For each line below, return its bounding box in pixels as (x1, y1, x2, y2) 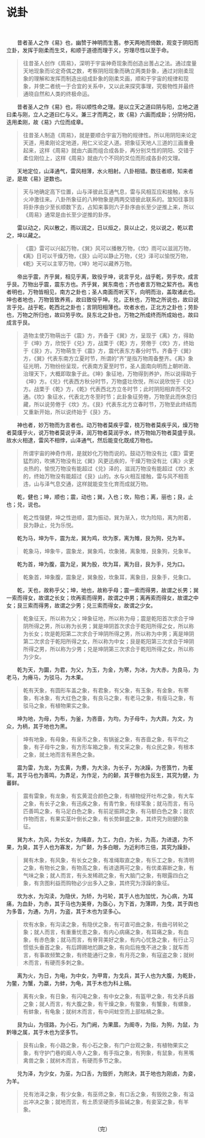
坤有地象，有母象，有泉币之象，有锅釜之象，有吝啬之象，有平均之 (23, 735, 189, 743)
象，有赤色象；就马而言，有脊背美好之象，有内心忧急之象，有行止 (23, 935, 189, 943)
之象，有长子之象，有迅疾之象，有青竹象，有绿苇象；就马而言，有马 (23, 800, 194, 807)
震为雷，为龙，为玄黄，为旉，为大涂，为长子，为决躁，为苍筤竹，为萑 (16, 764, 193, 771)
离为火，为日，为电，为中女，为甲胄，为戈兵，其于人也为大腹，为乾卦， (16, 972, 199, 979)
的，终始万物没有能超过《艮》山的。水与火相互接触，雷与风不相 (23, 472, 184, 480)
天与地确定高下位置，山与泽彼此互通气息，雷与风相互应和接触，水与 (23, 188, 194, 195)
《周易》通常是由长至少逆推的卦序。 (23, 210, 114, 218)
